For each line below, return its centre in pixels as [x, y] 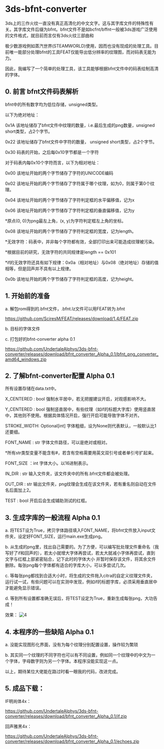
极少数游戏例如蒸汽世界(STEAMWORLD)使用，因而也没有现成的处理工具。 [80, 46]
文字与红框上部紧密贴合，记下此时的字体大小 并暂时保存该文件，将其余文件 [81, 559]
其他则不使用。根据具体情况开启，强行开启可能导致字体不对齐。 [78, 416]
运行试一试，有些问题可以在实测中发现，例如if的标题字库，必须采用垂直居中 [81, 582]
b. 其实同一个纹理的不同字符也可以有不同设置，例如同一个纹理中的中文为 [78, 655]
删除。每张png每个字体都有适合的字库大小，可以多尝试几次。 [67, 565]
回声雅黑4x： [18, 726]
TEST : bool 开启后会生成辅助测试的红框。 [47, 500]
